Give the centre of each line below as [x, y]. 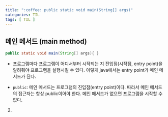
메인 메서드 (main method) [46, 41]
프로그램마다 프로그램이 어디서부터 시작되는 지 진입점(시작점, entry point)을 [88, 64]
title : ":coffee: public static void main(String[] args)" [69, 10]
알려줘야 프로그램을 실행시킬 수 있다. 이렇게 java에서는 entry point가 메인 [85, 70]
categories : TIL [22, 15]
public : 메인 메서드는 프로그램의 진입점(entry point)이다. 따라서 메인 [81, 87]
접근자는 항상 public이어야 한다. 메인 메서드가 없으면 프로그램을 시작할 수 [90, 94]
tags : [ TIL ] [20, 19]
